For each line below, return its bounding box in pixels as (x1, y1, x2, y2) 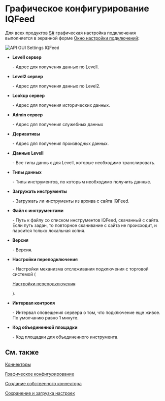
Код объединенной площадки (12, 324, 78, 330)
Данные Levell (12, 150, 44, 156)
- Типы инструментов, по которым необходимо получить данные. (12, 178, 152, 184)
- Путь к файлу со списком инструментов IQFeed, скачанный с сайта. (12, 217, 160, 223)
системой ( (12, 271, 36, 277)
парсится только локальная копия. (12, 227, 86, 233)
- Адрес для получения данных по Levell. (12, 64, 99, 70)
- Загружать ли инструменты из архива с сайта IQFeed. (12, 198, 130, 204)
